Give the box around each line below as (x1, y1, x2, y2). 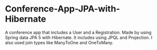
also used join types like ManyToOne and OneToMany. (5, 39, 114, 45)
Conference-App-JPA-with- (5, 3, 121, 14)
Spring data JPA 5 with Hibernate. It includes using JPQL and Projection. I (5, 35, 153, 40)
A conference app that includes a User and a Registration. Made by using (5, 29, 152, 35)
